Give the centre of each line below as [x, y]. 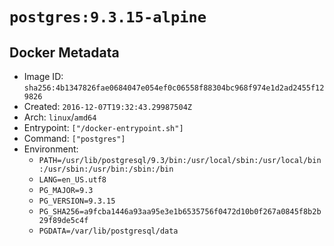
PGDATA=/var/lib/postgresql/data [108, 231]
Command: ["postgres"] [74, 138]
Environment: [51, 149]
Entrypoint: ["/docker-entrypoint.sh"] [103, 127]
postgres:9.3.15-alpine [108, 17]
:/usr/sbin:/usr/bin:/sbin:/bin [106, 169]
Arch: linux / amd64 [60, 117]
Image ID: [43, 76]
